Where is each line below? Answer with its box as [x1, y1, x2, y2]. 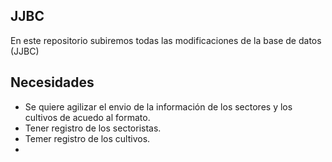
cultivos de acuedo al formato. [24, 111, 151, 123]
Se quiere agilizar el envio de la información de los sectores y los [24, 100, 293, 113]
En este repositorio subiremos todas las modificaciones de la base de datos [10, 34, 322, 46]
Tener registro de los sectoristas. [24, 122, 162, 134]
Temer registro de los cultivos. [24, 132, 151, 144]
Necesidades [10, 74, 95, 91]
